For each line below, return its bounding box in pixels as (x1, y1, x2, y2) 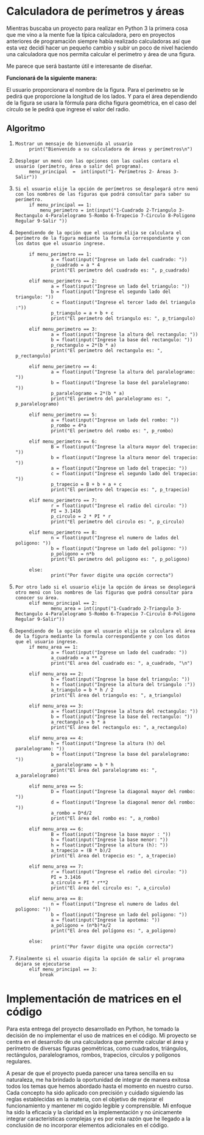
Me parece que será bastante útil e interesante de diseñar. (6, 62, 153, 70)
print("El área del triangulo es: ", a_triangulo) (51, 692, 182, 698)
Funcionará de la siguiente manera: (6, 74, 97, 81)
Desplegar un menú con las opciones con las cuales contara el (15, 158, 180, 164)
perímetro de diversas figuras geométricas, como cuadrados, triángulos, (6, 1044, 189, 1052)
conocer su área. (15, 594, 60, 601)
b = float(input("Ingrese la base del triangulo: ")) (51, 676, 190, 682)
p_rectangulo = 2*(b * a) (51, 342, 117, 348)
